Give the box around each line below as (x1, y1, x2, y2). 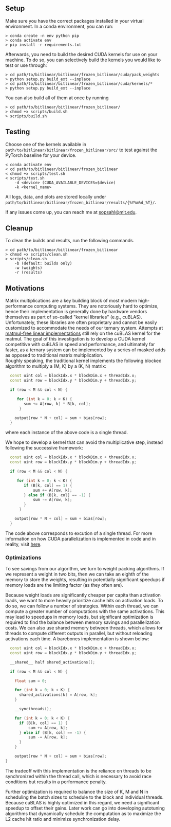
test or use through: (5, 62, 47, 68)
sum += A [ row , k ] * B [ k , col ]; (24, 401, 91, 406)
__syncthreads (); (14, 707, 52, 712)
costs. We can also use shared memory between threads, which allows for (5, 625, 163, 631)
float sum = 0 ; (14, 678, 47, 684)
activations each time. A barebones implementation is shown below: (5, 636, 149, 642)
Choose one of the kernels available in (5, 141, 86, 147)
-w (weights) (14, 265, 43, 271)
